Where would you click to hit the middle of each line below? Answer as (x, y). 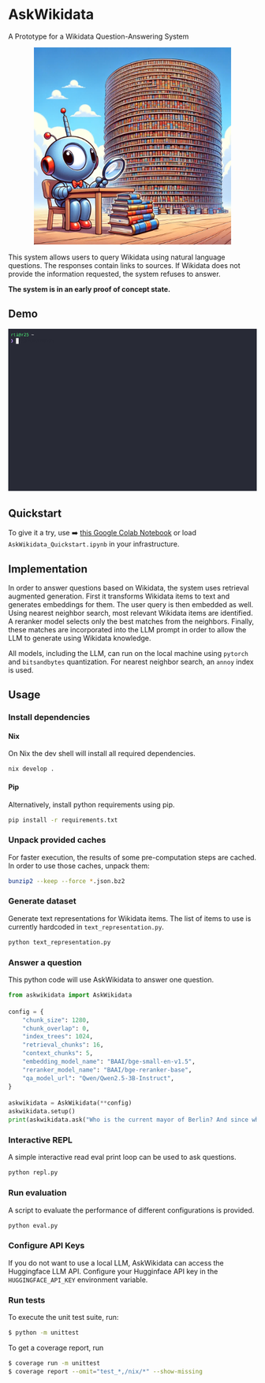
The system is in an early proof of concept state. (90, 289)
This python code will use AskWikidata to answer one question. (111, 980)
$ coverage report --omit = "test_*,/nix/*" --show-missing (105, 1371)
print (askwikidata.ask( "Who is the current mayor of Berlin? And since (128, 1120)
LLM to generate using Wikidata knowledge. (80, 638)
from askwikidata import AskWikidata (70, 995)
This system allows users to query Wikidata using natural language (117, 257)
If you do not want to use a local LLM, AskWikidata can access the (116, 1262)
